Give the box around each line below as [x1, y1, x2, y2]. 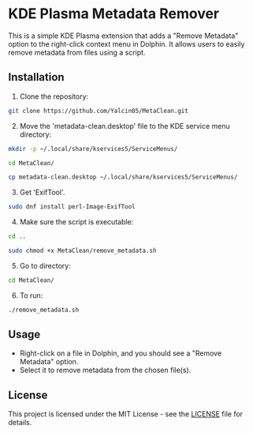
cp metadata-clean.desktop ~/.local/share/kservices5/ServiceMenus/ [8, 173, 238, 182]
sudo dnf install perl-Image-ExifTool [8, 203, 136, 211]
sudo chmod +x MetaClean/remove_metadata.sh [8, 247, 157, 254]
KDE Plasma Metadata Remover [8, 5, 220, 23]
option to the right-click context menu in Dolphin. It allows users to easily [8, 39, 245, 48]
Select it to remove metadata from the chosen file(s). [19, 365, 192, 375]
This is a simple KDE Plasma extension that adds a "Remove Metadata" [8, 31, 239, 40]
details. [8, 418, 32, 427]
